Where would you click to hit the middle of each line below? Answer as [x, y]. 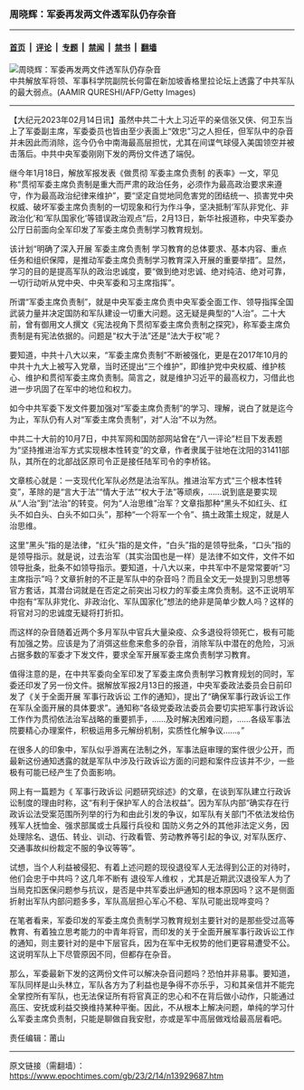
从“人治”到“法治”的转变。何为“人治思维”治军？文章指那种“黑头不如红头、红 [148, 503]
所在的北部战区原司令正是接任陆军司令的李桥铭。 [124, 461]
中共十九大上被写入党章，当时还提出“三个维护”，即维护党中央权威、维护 [144, 366]
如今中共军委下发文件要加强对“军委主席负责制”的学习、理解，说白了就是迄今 [152, 408]
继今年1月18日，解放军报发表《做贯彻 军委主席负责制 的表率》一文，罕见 [144, 173]
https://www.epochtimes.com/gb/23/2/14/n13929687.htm [117, 1076]
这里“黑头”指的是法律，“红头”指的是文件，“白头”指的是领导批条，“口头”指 [146, 545]
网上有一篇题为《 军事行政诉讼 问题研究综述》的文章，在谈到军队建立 [138, 791]
